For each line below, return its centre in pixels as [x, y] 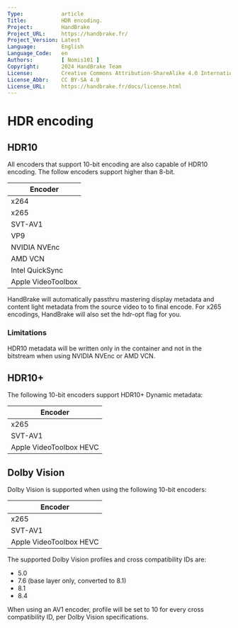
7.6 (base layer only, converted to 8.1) [72, 581]
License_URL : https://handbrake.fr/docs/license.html [95, 86]
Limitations [27, 333]
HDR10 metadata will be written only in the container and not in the [104, 348]
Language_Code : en [38, 54]
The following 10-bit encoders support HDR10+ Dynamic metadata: [105, 395]
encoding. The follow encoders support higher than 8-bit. [91, 172]
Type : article [45, 14]
